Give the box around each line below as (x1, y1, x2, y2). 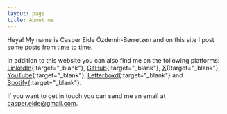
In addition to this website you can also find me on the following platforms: (7, 56, 220, 64)
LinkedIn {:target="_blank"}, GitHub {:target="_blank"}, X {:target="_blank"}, (7, 64, 221, 72)
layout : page (7, 10, 45, 17)
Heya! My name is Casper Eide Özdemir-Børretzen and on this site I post (7, 35, 215, 44)
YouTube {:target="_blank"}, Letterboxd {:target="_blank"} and (7, 70, 183, 79)
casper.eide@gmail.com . (7, 99, 78, 107)
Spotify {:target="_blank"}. (7, 78, 82, 86)
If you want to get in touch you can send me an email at (7, 91, 166, 100)
